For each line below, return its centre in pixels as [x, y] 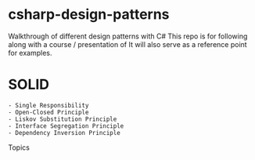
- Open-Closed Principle [48, 112]
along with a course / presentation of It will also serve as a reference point [128, 44]
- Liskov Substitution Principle [63, 119]
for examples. [30, 53]
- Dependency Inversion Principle [65, 133]
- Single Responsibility [48, 105]
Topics [19, 147]
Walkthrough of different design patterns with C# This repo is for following [128, 36]
